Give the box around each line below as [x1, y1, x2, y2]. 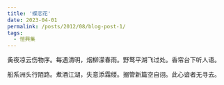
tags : [7, 29, 23, 37]
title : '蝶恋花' [7, 10, 51, 17]
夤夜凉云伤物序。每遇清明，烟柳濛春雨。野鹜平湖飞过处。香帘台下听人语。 [7, 56, 221, 64]
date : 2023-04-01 [7, 17, 58, 23]
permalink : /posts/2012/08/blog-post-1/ [7, 23, 127, 30]
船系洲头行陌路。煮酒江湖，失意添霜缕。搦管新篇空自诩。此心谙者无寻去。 [7, 70, 221, 79]
